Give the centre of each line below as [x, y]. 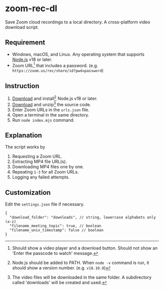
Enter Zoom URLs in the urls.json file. [51, 110]
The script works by [25, 147]
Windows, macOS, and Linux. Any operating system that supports [78, 54]
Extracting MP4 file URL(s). [40, 162]
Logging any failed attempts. [41, 177]
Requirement [25, 43]
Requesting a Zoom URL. [37, 156]
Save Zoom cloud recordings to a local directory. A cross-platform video [78, 22]
